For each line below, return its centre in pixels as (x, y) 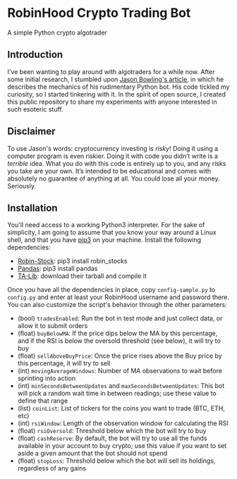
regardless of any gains (52, 468)
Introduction (35, 55)
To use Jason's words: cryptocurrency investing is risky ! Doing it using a (113, 148)
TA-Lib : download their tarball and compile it (82, 276)
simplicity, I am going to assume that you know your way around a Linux (112, 232)
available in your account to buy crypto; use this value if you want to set (122, 446)
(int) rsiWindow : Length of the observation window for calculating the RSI (123, 423)
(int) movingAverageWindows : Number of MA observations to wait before (120, 371)
